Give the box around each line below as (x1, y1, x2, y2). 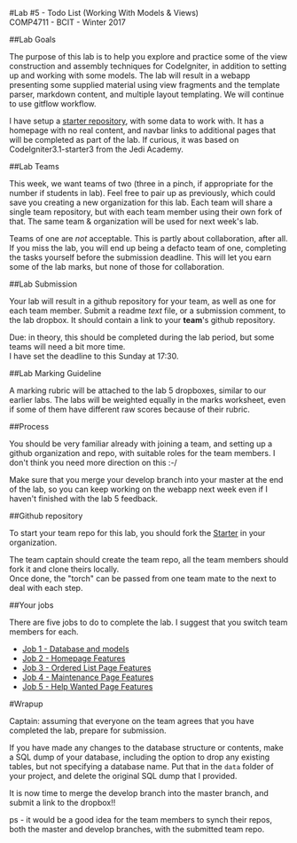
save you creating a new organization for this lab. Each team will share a (9, 197, 273, 208)
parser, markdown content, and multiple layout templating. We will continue (9, 89, 285, 99)
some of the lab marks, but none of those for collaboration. (9, 262, 224, 272)
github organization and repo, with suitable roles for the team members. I (9, 448, 276, 458)
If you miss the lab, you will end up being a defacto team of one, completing (9, 243, 286, 253)
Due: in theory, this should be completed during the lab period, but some (9, 332, 275, 343)
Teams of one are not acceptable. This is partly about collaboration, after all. (9, 233, 288, 243)
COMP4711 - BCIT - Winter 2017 (9, 17, 126, 28)
